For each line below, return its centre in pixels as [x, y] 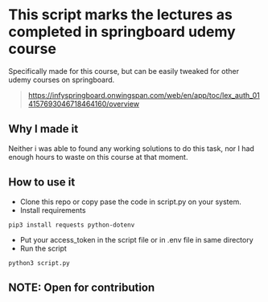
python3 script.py [39, 263]
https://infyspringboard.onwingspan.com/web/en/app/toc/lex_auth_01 [144, 95]
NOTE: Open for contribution [82, 287]
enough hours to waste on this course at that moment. [98, 157]
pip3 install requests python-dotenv [72, 225]
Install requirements [53, 210]
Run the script [43, 248]
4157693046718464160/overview [83, 104]
